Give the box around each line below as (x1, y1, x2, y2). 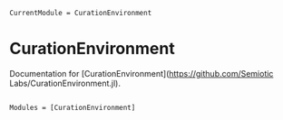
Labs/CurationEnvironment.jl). (9, 78, 121, 88)
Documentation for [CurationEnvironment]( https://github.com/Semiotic (9, 68, 274, 78)
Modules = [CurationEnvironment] (9, 103, 136, 112)
